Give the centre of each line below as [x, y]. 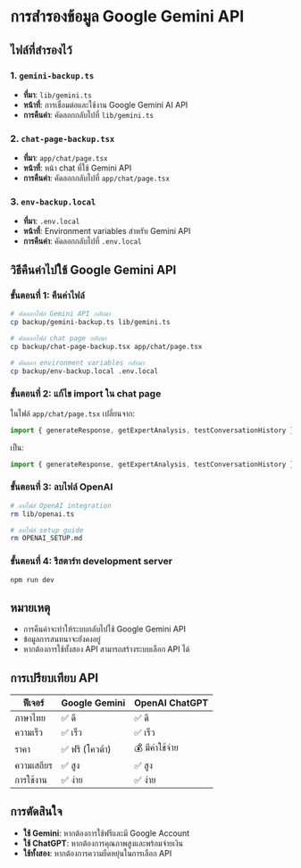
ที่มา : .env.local [51, 221]
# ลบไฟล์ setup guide [47, 530]
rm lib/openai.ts [42, 514]
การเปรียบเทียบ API [54, 677]
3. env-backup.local [53, 202]
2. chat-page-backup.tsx [63, 138]
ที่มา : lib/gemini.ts [57, 95]
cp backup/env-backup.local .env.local [84, 371]
